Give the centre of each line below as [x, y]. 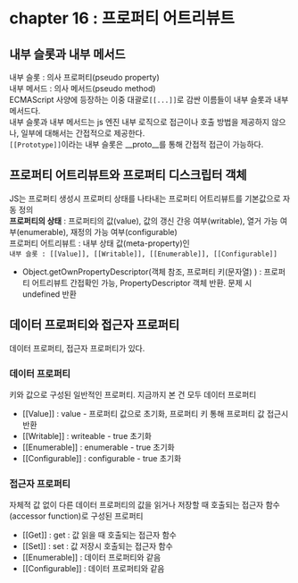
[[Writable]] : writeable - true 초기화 [87, 435]
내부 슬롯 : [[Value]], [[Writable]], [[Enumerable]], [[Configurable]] [144, 254]
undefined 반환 [50, 294]
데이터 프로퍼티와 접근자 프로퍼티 [95, 325]
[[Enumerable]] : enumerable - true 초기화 [99, 447]
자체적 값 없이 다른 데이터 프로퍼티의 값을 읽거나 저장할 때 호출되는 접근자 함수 [145, 505]
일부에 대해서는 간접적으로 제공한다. [83, 133]
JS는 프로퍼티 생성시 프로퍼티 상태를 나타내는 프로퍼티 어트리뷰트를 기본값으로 [145, 199]
